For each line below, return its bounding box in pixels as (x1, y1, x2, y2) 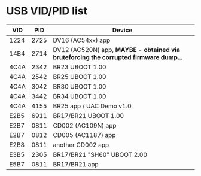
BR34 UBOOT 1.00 (53, 92, 106, 100)
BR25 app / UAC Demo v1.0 (53, 102, 132, 110)
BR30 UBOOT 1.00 (53, 82, 106, 90)
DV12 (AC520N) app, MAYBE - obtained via (53, 45, 181, 54)
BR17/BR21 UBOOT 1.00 (53, 111, 124, 120)
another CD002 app (53, 141, 109, 149)
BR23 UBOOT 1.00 (53, 63, 106, 71)
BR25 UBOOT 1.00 (53, 72, 106, 81)
